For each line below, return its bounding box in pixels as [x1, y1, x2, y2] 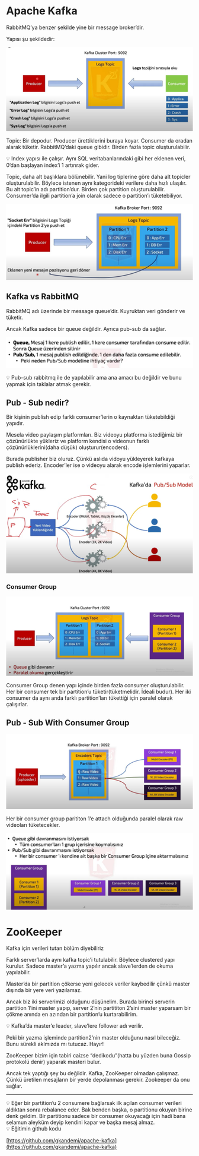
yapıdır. [6, 420, 25, 427]
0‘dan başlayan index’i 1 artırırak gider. [6, 162, 99, 169]
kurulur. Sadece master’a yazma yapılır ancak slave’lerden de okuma [6, 962, 174, 969]
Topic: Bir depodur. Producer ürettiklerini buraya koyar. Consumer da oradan [6, 137, 192, 144]
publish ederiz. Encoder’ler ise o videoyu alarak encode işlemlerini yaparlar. [6, 462, 191, 469]
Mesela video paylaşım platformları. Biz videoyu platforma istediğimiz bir [6, 431, 183, 438]
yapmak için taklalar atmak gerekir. [6, 380, 91, 387]
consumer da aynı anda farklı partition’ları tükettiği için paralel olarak [6, 694, 173, 702]
